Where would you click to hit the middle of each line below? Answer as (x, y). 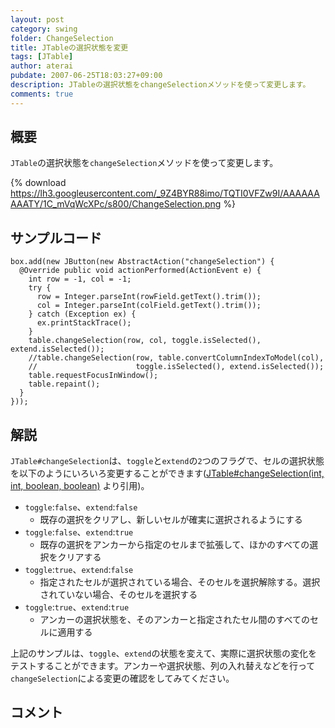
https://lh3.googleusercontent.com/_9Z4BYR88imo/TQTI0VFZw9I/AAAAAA (165, 193)
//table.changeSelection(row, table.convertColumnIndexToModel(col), (176, 358)
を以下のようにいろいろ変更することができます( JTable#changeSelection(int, (167, 473)
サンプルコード (56, 237)
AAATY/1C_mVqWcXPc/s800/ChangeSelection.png (116, 204)
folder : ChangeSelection (62, 38)
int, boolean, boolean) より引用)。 (80, 486)
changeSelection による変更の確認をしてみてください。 (122, 678)
